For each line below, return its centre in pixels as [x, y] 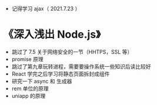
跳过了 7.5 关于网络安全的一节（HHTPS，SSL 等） [72, 52]
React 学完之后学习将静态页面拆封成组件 [61, 74]
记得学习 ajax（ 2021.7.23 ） [46, 9]
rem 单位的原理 [30, 88]
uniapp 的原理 [29, 96]
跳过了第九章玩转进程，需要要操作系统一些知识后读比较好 [81, 66]
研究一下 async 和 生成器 [42, 81]
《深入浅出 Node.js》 [52, 35]
